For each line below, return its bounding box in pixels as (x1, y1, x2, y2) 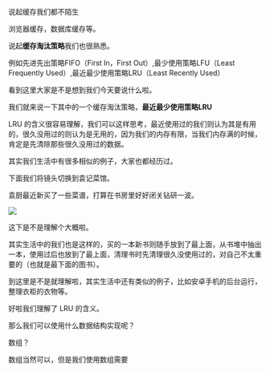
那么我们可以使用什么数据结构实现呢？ (8, 321, 135, 330)
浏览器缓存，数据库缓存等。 (8, 24, 100, 34)
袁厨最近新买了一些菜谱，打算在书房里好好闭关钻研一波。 (8, 191, 198, 200)
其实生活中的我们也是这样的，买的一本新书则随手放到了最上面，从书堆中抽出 (8, 240, 262, 249)
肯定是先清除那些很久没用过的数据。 (8, 139, 129, 148)
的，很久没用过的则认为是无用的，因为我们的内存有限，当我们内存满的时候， (8, 129, 262, 139)
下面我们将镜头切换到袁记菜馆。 (8, 173, 114, 183)
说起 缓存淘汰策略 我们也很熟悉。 (8, 41, 114, 51)
